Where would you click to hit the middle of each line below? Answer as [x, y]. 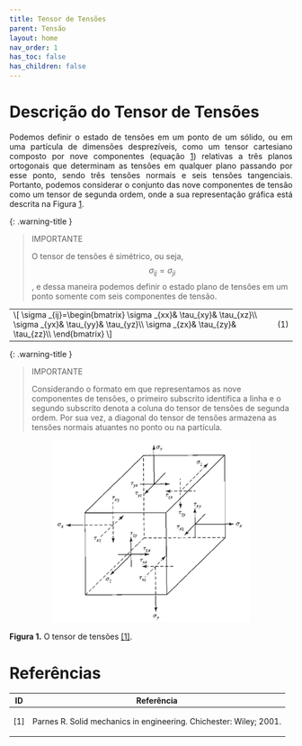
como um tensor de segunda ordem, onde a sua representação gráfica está [151, 194]
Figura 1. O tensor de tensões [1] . [71, 637]
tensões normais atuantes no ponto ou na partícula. [127, 427]
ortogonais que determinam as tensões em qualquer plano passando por [151, 166]
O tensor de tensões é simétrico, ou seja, [107, 256]
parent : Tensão [38, 28]
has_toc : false [38, 57]
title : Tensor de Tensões [58, 19]
